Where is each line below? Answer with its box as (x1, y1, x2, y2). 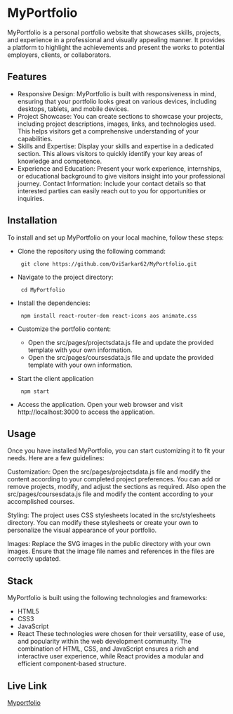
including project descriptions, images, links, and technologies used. (17, 119, 216, 128)
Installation (7, 214, 58, 226)
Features (7, 71, 47, 83)
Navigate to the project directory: (17, 273, 114, 281)
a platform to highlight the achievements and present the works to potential (7, 43, 225, 51)
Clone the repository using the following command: (17, 247, 166, 255)
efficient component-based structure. (17, 659, 126, 668)
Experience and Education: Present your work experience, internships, (17, 164, 222, 173)
